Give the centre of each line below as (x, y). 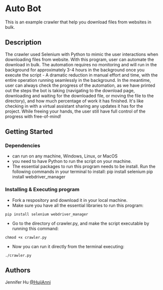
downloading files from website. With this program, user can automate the (80, 59)
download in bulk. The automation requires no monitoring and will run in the (81, 64)
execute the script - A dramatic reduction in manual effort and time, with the (81, 75)
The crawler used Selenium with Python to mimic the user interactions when (82, 54)
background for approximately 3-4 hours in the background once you (75, 70)
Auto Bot (23, 9)
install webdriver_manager (39, 177)
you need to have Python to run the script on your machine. (72, 161)
